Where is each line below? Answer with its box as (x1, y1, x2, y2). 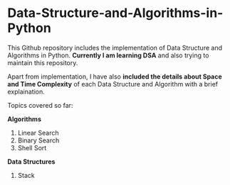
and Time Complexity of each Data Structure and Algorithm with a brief (7, 79, 219, 88)
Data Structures (7, 157, 56, 166)
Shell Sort (17, 143, 47, 152)
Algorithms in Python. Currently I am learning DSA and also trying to (7, 51, 209, 60)
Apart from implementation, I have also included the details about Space (7, 72, 222, 81)
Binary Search (17, 136, 60, 145)
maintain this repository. (7, 58, 78, 67)
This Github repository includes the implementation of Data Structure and (7, 43, 223, 52)
